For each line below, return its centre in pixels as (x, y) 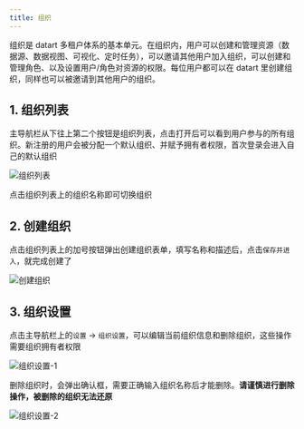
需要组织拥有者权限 (45, 346)
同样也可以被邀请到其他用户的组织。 (92, 79)
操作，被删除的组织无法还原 (61, 396)
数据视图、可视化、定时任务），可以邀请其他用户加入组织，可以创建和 (162, 56)
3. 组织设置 (40, 312)
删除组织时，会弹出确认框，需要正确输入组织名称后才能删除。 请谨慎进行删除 (152, 385)
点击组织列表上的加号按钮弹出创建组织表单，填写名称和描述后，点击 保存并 (146, 249)
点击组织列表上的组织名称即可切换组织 (81, 195)
